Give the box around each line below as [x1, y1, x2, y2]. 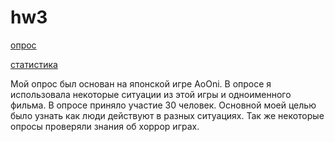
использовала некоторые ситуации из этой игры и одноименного [10, 88, 292, 100]
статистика [10, 58, 58, 70]
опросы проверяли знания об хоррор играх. [10, 120, 200, 132]
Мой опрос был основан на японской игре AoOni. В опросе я [10, 77, 272, 90]
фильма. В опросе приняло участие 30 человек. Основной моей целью [10, 99, 317, 111]
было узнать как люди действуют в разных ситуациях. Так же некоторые [10, 109, 325, 121]
